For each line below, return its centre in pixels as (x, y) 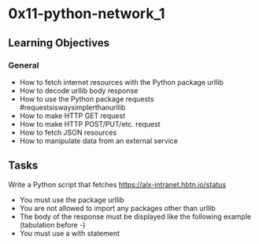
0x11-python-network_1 (87, 14)
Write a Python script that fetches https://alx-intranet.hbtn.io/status (117, 184)
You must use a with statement (70, 233)
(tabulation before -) (52, 224)
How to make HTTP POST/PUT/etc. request (90, 124)
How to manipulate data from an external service (99, 140)
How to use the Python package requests (87, 98)
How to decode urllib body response (79, 91)
